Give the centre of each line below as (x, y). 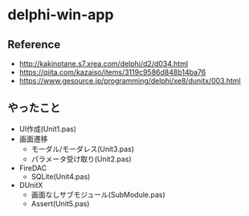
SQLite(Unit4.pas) (61, 176)
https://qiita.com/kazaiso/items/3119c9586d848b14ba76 (112, 72)
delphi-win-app (61, 15)
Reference (34, 45)
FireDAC (33, 168)
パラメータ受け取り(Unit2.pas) (81, 159)
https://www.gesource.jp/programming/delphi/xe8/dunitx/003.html (130, 81)
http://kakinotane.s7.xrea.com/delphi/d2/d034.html (104, 63)
